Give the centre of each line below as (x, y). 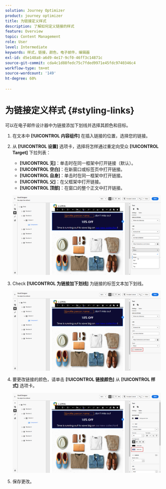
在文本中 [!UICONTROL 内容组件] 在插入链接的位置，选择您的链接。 (81, 136)
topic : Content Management (33, 37)
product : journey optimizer (34, 16)
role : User (16, 42)
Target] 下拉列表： (31, 152)
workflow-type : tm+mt (27, 68)
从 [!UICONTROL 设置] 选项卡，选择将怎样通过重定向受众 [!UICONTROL (85, 146)
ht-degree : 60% (21, 79)
